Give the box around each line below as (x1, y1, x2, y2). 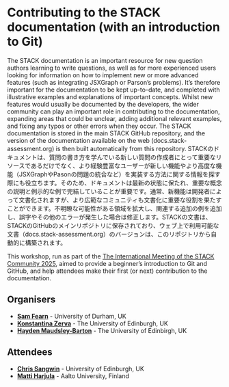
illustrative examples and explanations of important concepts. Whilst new (7, 92, 213, 101)
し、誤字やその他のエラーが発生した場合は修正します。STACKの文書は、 (7, 213, 212, 221)
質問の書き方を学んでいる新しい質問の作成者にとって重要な (49, 152, 217, 161)
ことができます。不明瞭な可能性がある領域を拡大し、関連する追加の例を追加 (7, 204, 222, 213)
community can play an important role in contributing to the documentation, (7, 107, 220, 116)
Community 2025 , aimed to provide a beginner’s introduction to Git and (7, 259, 207, 267)
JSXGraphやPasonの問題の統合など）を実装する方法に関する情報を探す (18, 170, 221, 178)
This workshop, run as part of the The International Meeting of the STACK (7, 252, 215, 261)
